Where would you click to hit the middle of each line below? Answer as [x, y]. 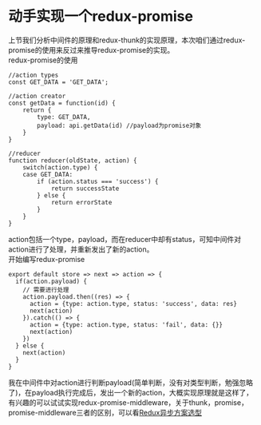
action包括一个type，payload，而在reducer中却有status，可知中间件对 [125, 239]
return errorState [81, 202]
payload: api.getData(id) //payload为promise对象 [119, 125]
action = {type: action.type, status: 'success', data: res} [133, 304]
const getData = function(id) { [62, 103]
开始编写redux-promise [47, 259]
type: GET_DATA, [64, 117]
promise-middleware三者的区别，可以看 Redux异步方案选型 [105, 412]
